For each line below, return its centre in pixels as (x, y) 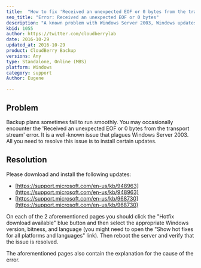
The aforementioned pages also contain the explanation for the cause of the (100, 253)
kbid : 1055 (20, 28)
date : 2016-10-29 (28, 39)
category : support (29, 73)
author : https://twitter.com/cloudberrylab (61, 34)
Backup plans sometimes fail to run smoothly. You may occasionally (90, 122)
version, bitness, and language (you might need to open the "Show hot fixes (100, 229)
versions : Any (24, 56)
